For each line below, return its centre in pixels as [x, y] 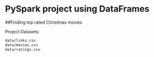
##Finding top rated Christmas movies [44, 22]
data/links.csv [21, 40]
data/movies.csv [22, 45]
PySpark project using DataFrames [77, 9]
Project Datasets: [22, 31]
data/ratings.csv [23, 49]
